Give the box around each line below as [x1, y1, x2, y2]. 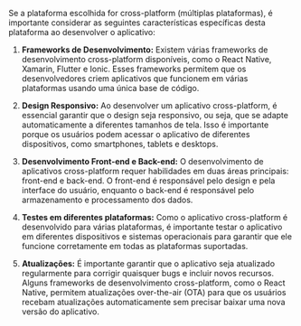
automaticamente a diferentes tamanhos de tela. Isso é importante [21, 119, 269, 130]
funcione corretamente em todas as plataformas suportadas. [21, 241, 249, 251]
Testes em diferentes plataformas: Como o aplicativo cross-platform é [21, 212, 288, 222]
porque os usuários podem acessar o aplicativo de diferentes [21, 129, 250, 139]
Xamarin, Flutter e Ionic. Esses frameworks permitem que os [21, 63, 247, 74]
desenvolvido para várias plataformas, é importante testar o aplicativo [21, 221, 283, 232]
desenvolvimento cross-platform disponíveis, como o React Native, [21, 54, 272, 64]
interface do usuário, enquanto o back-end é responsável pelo [21, 185, 255, 195]
